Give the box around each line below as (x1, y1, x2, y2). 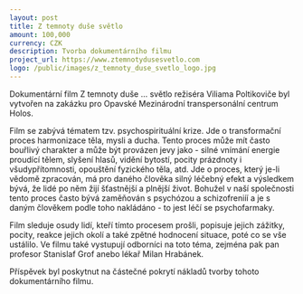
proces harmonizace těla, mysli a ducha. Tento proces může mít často (9, 135, 270, 146)
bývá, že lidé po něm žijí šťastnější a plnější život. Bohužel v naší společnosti (9, 183, 295, 194)
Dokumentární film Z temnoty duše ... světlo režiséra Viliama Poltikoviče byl (9, 88, 290, 100)
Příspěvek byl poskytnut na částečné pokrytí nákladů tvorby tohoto (9, 266, 260, 277)
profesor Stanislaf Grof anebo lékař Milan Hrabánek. (9, 248, 204, 259)
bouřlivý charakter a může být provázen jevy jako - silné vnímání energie (9, 144, 280, 155)
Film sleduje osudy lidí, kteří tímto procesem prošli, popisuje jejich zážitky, (9, 219, 285, 231)
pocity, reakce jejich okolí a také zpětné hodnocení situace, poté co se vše (9, 229, 287, 240)
